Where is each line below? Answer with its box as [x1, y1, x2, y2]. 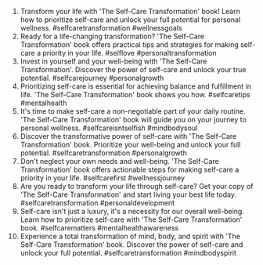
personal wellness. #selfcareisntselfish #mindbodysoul [20, 123, 198, 132]
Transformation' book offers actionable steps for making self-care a [20, 165, 240, 174]
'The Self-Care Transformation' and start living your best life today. [20, 190, 237, 199]
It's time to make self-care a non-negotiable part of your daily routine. [20, 107, 246, 116]
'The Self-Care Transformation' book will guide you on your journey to [20, 115, 247, 124]
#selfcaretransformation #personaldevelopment [20, 198, 175, 207]
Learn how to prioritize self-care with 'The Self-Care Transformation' [20, 215, 243, 224]
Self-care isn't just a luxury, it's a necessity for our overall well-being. [20, 207, 245, 216]
